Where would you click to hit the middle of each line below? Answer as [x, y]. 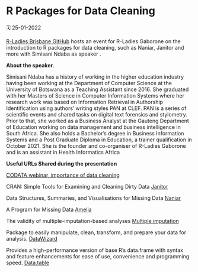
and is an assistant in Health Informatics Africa [63, 152]
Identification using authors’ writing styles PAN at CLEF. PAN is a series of [96, 108]
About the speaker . [30, 65]
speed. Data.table [28, 263]
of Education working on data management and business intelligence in [93, 127]
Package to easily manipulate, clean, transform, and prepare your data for [96, 232]
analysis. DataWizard [32, 238]
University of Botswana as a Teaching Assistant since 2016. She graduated [98, 89]
